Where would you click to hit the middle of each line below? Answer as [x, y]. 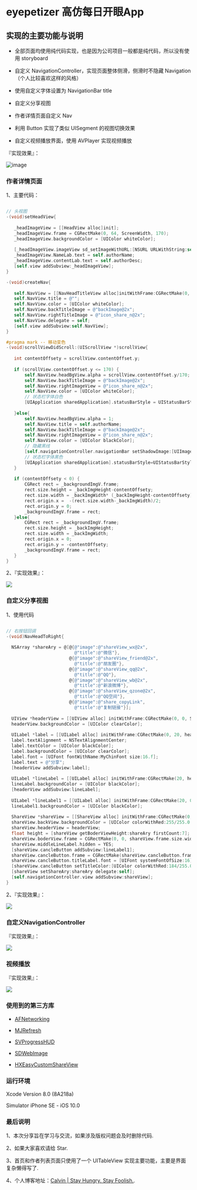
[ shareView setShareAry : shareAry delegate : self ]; [73, 872]
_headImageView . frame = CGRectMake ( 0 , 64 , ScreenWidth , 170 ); [91, 233]
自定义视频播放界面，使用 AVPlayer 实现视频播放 [73, 141]
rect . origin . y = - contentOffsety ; [67, 544]
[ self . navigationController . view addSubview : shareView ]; [82, 877]
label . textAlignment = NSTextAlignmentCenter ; [69, 740]
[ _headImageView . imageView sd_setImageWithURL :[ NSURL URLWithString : [101, 250]
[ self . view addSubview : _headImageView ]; [64, 266]
